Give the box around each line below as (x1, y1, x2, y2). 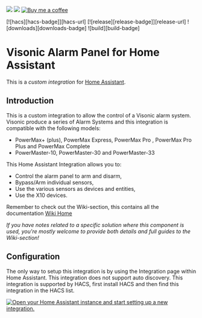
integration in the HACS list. (6, 287, 75, 294)
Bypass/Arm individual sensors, (14, 178, 94, 186)
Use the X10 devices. (14, 192, 68, 199)
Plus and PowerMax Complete (14, 142, 90, 150)
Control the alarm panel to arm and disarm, (14, 172, 122, 179)
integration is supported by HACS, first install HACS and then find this (6, 280, 179, 287)
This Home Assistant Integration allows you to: (6, 160, 122, 168)
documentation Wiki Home (6, 210, 72, 217)
